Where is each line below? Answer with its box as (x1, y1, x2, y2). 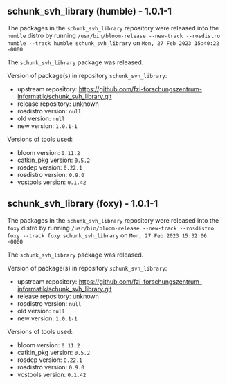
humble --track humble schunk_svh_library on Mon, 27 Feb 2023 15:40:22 (7, 38, 219, 47)
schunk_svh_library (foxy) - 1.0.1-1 (7, 198, 158, 210)
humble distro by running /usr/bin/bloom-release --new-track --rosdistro (7, 31, 220, 39)
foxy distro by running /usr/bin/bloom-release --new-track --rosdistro (7, 223, 215, 232)
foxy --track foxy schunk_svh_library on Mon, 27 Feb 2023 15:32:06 (7, 231, 208, 239)
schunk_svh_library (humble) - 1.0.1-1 (7, 6, 172, 17)
